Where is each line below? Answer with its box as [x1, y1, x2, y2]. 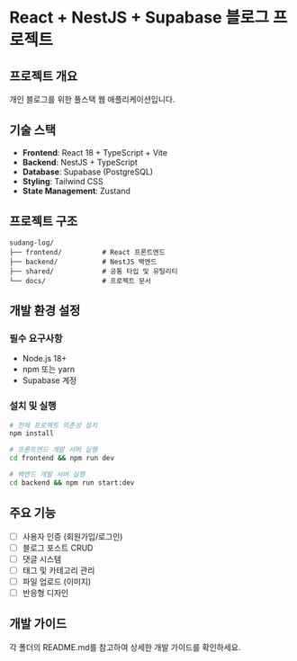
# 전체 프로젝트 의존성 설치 [9, 421, 98, 430]
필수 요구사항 [9, 332, 63, 344]
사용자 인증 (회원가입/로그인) [22, 531, 123, 541]
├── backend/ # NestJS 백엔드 [9, 257, 157, 266]
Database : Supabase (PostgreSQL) [22, 166, 154, 177]
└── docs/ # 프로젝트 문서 [9, 276, 151, 285]
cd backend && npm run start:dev [9, 478, 135, 487]
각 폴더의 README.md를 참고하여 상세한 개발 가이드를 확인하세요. [9, 641, 241, 652]
